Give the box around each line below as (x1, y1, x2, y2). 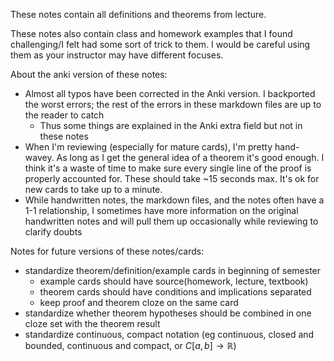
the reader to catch (24, 109, 105, 121)
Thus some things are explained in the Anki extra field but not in (39, 120, 303, 131)
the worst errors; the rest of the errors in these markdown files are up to (24, 99, 322, 110)
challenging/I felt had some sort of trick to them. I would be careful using (10, 39, 311, 50)
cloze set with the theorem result (24, 318, 161, 329)
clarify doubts (24, 226, 83, 238)
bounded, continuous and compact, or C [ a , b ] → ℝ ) (24, 340, 237, 351)
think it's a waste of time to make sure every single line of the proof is (24, 162, 312, 174)
